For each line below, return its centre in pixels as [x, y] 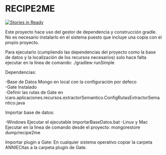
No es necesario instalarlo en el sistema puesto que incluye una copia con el [83, 37]
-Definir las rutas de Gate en [34, 92]
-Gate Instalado [21, 87]
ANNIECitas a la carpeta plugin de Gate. [46, 147]
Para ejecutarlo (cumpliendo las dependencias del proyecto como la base [81, 52]
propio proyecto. [22, 42]
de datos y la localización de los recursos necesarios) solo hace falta [76, 57]
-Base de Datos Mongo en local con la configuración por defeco [71, 82]
